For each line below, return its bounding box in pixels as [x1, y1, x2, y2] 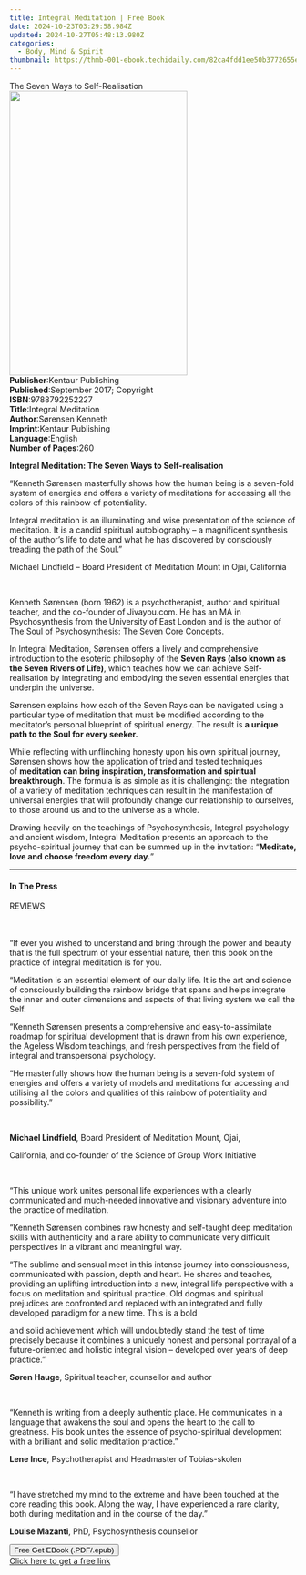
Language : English [9, 433, 78, 443]
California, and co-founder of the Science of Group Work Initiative [9, 1150, 257, 1161]
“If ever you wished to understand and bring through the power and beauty [9, 938, 291, 949]
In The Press [9, 880, 58, 891]
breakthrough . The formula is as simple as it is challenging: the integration [9, 776, 290, 786]
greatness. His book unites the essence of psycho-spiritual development [9, 1427, 282, 1438]
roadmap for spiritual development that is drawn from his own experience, [9, 1031, 288, 1042]
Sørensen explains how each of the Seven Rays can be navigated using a [9, 700, 284, 710]
